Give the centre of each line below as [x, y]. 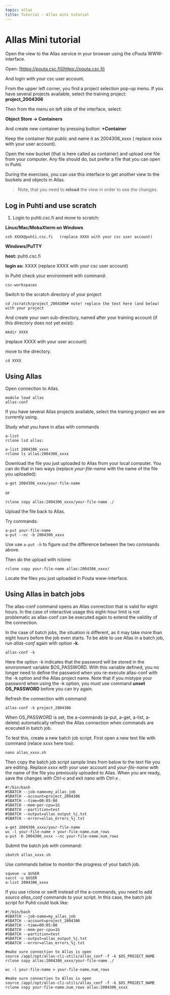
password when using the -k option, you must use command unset [75, 683]
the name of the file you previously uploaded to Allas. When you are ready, [83, 772]
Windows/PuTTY [24, 246]
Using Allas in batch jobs [45, 594]
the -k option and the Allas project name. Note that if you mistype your [79, 678]
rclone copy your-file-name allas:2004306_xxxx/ [57, 569]
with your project [25, 308]
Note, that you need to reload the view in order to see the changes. [88, 190]
